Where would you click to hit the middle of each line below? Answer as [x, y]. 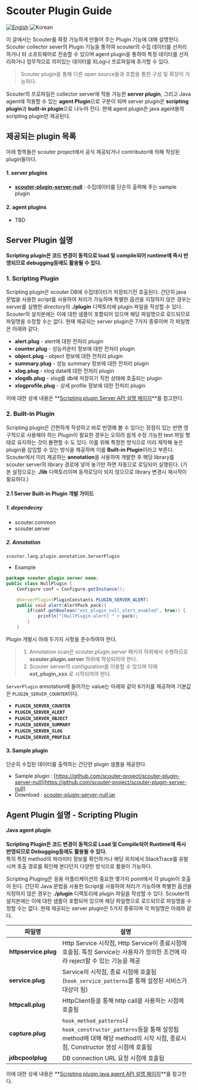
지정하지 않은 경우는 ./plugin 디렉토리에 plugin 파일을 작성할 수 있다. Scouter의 [98, 893]
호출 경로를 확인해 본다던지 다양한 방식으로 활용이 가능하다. [85, 866]
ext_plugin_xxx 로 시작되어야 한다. [70, 674]
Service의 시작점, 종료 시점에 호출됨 [109, 971]
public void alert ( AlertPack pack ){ [62, 605]
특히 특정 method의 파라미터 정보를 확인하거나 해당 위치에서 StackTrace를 [92, 859]
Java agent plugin [29, 830]
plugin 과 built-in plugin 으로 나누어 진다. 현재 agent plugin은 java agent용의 [95, 109]
